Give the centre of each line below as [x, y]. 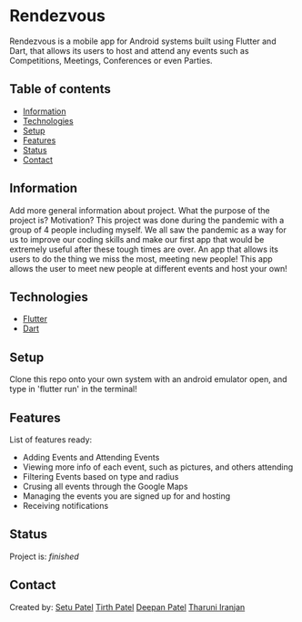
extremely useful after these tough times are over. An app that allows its [144, 249]
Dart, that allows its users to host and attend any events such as [129, 50]
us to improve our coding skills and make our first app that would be [137, 239]
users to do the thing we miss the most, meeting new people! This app [141, 259]
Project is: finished [44, 556]
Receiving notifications [65, 506]
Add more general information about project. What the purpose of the [140, 210]
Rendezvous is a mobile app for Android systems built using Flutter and [143, 41]
